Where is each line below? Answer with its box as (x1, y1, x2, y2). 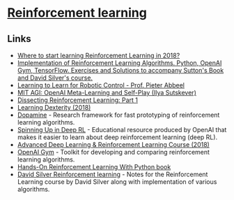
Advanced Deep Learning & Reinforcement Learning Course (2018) (17, 141, 210, 148)
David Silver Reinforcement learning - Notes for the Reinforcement (17, 170, 208, 178)
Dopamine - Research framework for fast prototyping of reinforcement (17, 110, 220, 119)
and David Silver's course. (17, 73, 93, 82)
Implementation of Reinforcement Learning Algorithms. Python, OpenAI (17, 59, 222, 67)
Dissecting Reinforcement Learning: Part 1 (17, 96, 138, 104)
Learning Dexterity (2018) (17, 103, 91, 111)
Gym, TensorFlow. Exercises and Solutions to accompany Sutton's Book (17, 66, 224, 74)
